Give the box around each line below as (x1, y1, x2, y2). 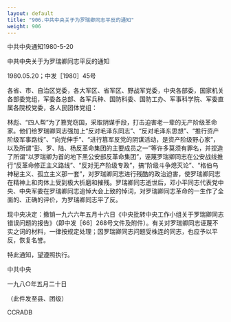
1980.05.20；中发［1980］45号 (7, 72, 96, 80)
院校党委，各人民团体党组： (19, 104, 98, 112)
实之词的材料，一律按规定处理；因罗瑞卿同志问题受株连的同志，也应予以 (7, 228, 212, 236)
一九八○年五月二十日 (7, 280, 67, 288)
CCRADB (7, 308, 33, 316)
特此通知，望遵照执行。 (7, 250, 74, 259)
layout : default (7, 10, 54, 17)
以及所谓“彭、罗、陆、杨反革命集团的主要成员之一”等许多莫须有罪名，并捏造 (7, 144, 223, 152)
